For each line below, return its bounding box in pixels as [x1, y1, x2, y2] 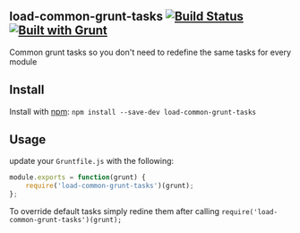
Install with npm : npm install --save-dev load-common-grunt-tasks [9, 106, 257, 116]
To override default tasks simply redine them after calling [9, 206, 220, 217]
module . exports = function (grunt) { [9, 173, 146, 182]
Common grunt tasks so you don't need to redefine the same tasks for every [9, 47, 292, 57]
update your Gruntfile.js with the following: [9, 156, 175, 167]
